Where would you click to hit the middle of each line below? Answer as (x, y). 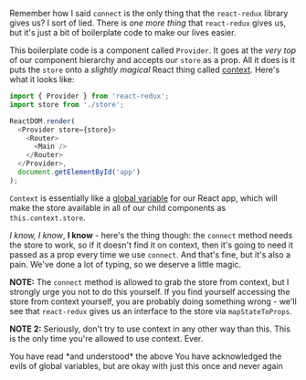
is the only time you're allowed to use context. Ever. (106, 338)
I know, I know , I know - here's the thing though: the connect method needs (151, 235)
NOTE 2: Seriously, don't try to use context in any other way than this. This (150, 329)
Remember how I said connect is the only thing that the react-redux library (149, 13)
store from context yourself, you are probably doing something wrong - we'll (153, 301)
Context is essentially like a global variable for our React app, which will (144, 198)
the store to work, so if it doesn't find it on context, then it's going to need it (152, 245)
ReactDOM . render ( (42, 121)
